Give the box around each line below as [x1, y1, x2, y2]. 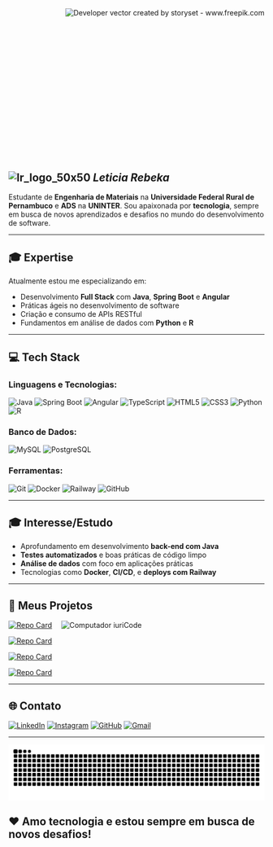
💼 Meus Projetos [8, 599, 93, 612]
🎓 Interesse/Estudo [8, 516, 114, 529]
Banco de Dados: [8, 426, 77, 437]
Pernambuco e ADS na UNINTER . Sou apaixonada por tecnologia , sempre [8, 201, 259, 211]
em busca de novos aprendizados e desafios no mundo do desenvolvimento [8, 209, 264, 219]
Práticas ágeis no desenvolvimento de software [19, 301, 180, 310]
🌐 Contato [8, 699, 62, 713]
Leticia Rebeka [93, 171, 170, 184]
